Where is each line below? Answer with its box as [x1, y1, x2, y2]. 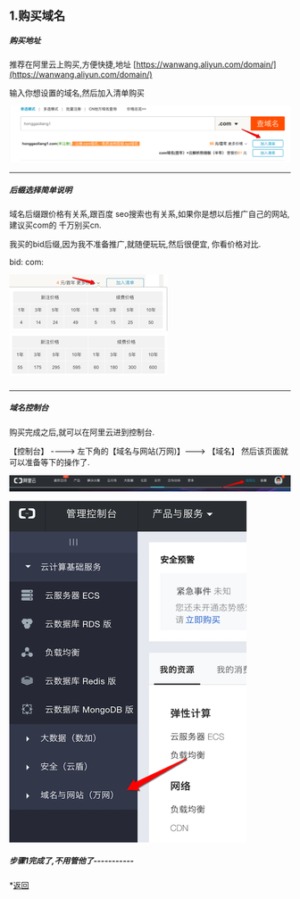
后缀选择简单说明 [9, 184, 72, 195]
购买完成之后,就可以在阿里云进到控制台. [9, 427, 155, 437]
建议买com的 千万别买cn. [9, 220, 102, 230]
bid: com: [9, 257, 45, 268]
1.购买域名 [9, 8, 66, 24]
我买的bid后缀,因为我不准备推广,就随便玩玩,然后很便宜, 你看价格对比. [9, 239, 262, 250]
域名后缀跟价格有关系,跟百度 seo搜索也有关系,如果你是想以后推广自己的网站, [9, 209, 290, 220]
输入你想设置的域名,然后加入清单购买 [9, 87, 146, 98]
